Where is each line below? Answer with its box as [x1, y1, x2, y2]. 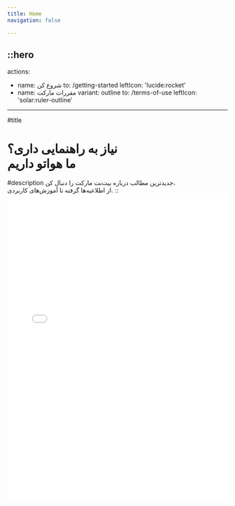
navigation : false [7, 17, 61, 24]
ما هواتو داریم [7, 156, 76, 172]
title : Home [7, 10, 42, 18]
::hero [7, 48, 34, 60]
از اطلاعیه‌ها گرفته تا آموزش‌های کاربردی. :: [7, 186, 119, 195]
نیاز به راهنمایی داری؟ [7, 141, 117, 156]
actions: [7, 67, 30, 76]
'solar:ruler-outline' [17, 96, 73, 104]
